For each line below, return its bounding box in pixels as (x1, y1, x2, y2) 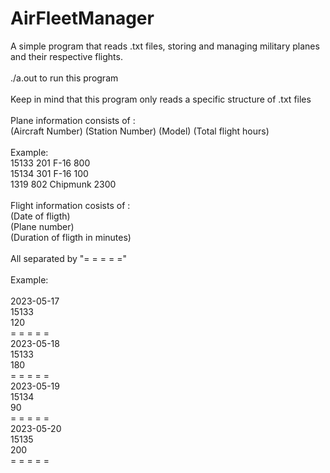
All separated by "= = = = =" (10, 252, 127, 264)
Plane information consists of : (10, 114, 136, 126)
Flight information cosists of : (10, 199, 131, 211)
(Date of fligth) (10, 210, 71, 222)
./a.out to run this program (10, 72, 119, 84)
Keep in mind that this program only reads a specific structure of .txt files (10, 93, 312, 105)
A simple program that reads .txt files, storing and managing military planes (10, 40, 320, 52)
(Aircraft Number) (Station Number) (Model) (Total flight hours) (10, 125, 270, 137)
